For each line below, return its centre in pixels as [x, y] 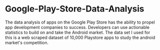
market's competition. [27, 42]
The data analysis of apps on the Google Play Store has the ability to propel [80, 22]
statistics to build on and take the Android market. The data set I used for [78, 32]
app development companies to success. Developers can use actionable [77, 27]
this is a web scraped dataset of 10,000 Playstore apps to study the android [80, 37]
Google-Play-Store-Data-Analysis [75, 9]
